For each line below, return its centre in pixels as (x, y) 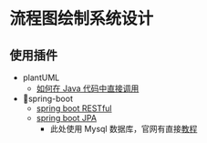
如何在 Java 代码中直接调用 (88, 88)
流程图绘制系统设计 (82, 19)
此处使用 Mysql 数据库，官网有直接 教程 (124, 129)
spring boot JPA (67, 118)
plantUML (41, 77)
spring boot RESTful (74, 108)
